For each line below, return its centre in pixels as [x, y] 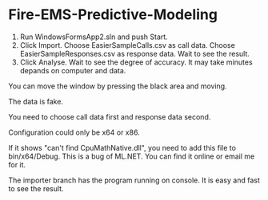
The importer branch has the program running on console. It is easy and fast [134, 180]
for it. [17, 164]
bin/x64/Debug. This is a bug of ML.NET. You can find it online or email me [132, 156]
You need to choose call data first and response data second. [110, 116]
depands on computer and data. [73, 70]
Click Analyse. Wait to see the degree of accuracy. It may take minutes [136, 62]
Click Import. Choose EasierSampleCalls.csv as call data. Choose [128, 45]
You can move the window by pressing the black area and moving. [118, 86]
